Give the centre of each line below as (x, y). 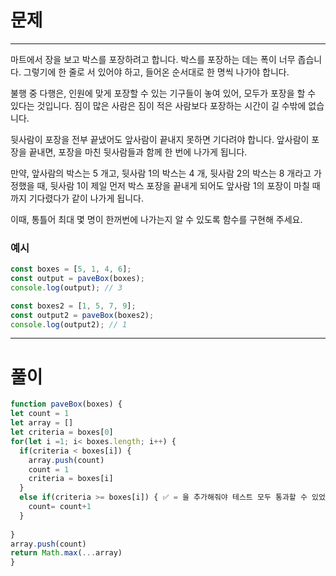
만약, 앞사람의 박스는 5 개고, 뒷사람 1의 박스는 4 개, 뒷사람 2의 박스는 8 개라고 (161, 173)
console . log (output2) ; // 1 (69, 324)
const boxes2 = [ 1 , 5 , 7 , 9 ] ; (73, 306)
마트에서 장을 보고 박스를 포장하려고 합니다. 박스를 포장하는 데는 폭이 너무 (153, 59)
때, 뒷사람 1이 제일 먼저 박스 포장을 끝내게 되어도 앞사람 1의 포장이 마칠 (173, 185)
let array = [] (42, 423)
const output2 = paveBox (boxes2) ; (82, 315)
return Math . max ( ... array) (66, 553)
